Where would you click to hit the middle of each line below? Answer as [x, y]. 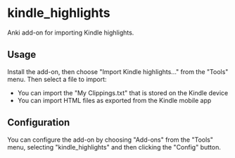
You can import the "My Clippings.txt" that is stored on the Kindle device [123, 92]
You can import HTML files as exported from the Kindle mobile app [114, 100]
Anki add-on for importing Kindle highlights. [71, 32]
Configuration [39, 122]
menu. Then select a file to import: [57, 79]
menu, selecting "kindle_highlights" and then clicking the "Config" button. [114, 147]
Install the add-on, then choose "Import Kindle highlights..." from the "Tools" [118, 71]
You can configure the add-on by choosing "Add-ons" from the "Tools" [110, 140]
